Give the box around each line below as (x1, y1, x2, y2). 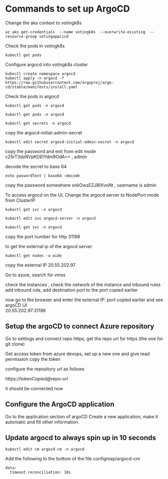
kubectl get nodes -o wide (5, 253, 62, 258)
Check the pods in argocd (5, 93, 60, 99)
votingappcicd (39, 34, 69, 39)
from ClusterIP (5, 197, 35, 203)
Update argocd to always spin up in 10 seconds (5, 433, 156, 442)
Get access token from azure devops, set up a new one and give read (5, 351, 150, 357)
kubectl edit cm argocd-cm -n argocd (5, 447, 85, 452)
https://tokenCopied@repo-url (5, 375, 68, 381)
